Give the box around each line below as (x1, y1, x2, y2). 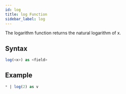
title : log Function (5, 12, 48, 17)
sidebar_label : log (5, 16, 45, 21)
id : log (5, 7, 21, 12)
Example (5, 71, 33, 80)
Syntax (5, 44, 28, 52)
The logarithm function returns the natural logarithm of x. (5, 30, 121, 36)
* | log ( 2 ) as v (5, 84, 39, 89)
